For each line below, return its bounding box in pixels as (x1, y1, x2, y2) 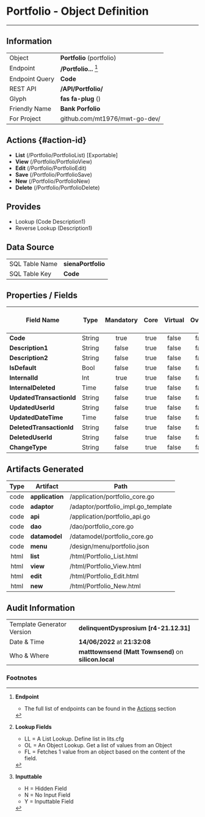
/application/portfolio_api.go (69, 512, 151, 521)
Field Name (26, 316, 60, 325)
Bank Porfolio (60, 105, 101, 113)
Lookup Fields (15, 723, 52, 731)
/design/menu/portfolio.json (69, 542, 149, 551)
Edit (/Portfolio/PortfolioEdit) (15, 164, 87, 172)
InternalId (9, 374, 38, 382)
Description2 (9, 353, 48, 362)
